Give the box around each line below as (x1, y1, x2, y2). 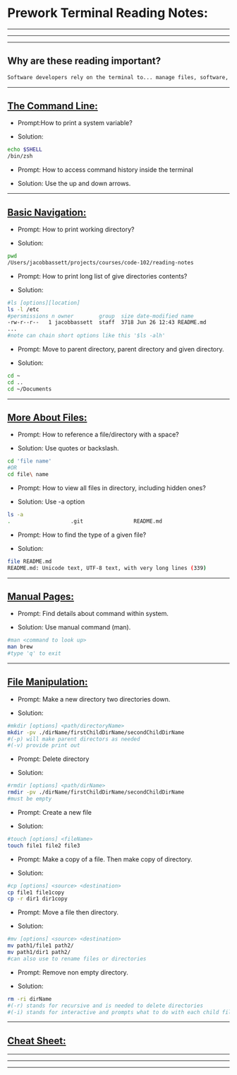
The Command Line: (7, 100, 98, 112)
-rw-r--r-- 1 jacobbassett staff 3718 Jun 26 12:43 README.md (7, 319, 207, 326)
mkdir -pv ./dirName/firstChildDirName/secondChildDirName (7, 728, 185, 736)
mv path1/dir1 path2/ (7, 949, 71, 956)
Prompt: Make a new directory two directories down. (17, 695, 171, 703)
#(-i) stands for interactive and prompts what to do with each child (7, 1009, 219, 1016)
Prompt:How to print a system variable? (17, 119, 133, 127)
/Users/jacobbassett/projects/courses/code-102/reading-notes (7, 259, 194, 266)
